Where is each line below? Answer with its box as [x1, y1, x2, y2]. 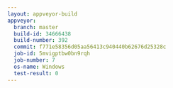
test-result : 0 [13, 70, 59, 77]
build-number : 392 [13, 37, 69, 44]
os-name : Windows [13, 63, 65, 70]
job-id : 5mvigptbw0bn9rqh [13, 50, 91, 57]
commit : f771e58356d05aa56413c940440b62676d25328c [13, 43, 167, 50]
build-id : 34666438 [13, 30, 72, 38]
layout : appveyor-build [7, 10, 78, 18]
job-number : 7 [13, 57, 55, 64]
